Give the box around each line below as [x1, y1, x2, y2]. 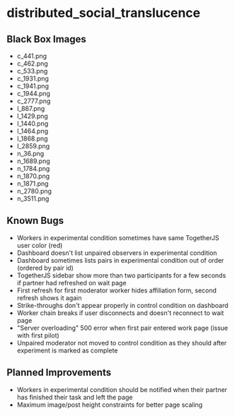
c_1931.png [16, 74, 49, 83]
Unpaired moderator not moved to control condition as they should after [16, 338, 227, 347]
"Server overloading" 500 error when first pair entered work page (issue [16, 323, 229, 332]
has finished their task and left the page [16, 393, 133, 401]
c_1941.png [16, 82, 49, 90]
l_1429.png [16, 112, 49, 120]
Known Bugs [6, 215, 64, 227]
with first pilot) [16, 331, 59, 340]
